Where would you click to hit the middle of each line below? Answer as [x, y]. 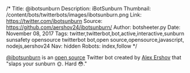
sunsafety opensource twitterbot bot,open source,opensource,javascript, [95, 40]
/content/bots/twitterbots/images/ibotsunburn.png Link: [74, 15]
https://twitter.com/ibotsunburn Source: [54, 21]
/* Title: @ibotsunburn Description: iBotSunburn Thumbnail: [78, 9]
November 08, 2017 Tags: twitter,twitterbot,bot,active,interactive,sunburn [95, 34]
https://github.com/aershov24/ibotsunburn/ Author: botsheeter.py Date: [94, 27]
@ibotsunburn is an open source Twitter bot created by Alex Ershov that [94, 57]
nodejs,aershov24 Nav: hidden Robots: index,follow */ [72, 46]
